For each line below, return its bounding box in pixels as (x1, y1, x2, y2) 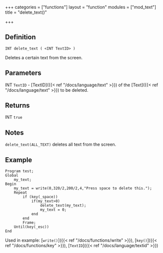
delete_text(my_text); (40, 203, 87, 208)
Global (5, 173, 19, 178)
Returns (5, 101, 30, 110)
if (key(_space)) (23, 195, 58, 200)
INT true (5, 114, 23, 120)
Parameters (5, 69, 42, 77)
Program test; (5, 169, 34, 174)
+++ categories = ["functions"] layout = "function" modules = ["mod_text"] (5, 4, 157, 10)
